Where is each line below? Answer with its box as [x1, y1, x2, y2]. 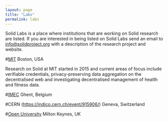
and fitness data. [5, 82, 40, 88]
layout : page [5, 7, 33, 13]
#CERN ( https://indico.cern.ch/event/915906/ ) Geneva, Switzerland [5, 101, 145, 107]
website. [5, 46, 23, 53]
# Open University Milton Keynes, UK [5, 111, 81, 117]
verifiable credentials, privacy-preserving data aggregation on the [5, 71, 142, 77]
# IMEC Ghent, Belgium [5, 91, 52, 98]
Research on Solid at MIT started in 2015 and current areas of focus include [5, 66, 162, 72]
